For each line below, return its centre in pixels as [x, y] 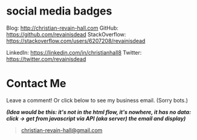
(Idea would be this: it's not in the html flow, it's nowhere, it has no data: [99, 112]
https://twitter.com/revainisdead [46, 59]
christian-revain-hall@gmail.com [62, 130]
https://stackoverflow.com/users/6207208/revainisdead [76, 41]
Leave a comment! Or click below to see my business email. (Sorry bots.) [97, 100]
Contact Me [36, 84]
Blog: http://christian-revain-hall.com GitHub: [63, 28]
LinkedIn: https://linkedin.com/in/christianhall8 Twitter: [74, 52]
